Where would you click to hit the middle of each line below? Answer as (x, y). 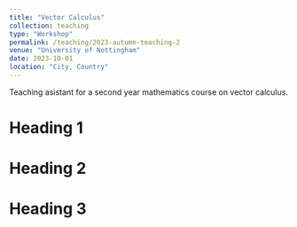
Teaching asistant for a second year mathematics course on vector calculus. (148, 92)
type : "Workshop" (41, 34)
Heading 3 (48, 209)
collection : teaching (49, 26)
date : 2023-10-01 (41, 59)
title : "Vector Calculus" (57, 17)
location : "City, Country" (59, 67)
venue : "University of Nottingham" (75, 51)
